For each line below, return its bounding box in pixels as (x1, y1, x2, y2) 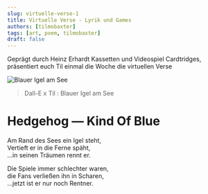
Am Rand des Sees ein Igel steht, (7, 136, 102, 145)
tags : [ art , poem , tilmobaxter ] (7, 29, 101, 37)
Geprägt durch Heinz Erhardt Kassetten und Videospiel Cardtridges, (7, 55, 202, 63)
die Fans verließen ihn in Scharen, (7, 172, 104, 180)
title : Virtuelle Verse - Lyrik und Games (7, 17, 132, 24)
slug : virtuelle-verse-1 (7, 10, 79, 17)
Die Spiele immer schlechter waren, (7, 164, 109, 173)
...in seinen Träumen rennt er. (7, 151, 92, 159)
